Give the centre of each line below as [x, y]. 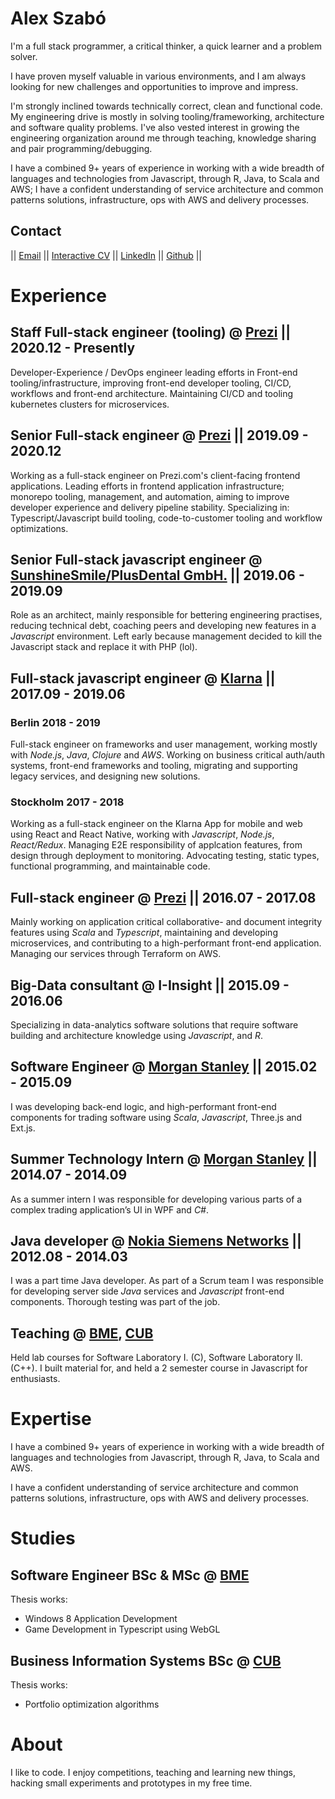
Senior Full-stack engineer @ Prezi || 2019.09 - [159, 435]
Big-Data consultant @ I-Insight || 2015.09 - [150, 985]
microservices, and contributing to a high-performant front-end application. [166, 943]
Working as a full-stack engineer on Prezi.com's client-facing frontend [155, 475]
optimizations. [39, 528]
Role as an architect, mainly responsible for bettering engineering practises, [166, 615]
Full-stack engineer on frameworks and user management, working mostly [164, 744]
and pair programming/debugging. [81, 148]
